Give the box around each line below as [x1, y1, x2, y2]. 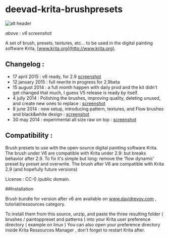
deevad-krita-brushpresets [5, 4, 123, 15]
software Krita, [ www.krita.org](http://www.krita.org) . [5, 45, 116, 51]
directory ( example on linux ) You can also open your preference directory [5, 221, 160, 227]
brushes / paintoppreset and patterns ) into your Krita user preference [5, 216, 151, 222]
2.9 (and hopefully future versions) [5, 166, 78, 172]
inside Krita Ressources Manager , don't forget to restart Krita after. [5, 227, 145, 233]
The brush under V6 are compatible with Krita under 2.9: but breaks [5, 150, 146, 156]
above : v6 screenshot [5, 30, 52, 36]
